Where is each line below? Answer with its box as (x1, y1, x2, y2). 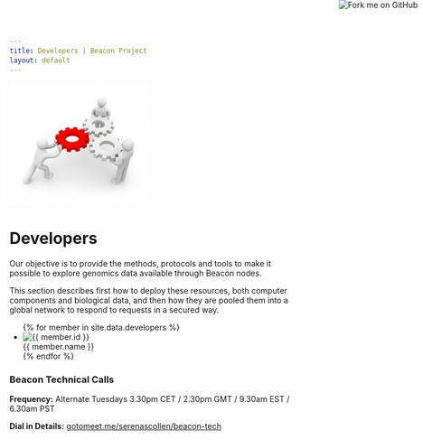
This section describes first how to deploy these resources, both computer (9, 285, 287, 295)
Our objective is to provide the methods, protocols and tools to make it (9, 257, 271, 268)
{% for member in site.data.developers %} (22, 322, 181, 332)
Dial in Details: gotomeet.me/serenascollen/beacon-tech (9, 421, 221, 432)
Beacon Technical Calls (9, 373, 115, 386)
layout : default (9, 55, 70, 65)
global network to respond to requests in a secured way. (9, 304, 220, 315)
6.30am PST (9, 403, 56, 415)
